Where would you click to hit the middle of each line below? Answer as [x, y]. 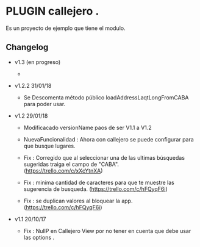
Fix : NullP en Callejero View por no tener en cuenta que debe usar [107, 231]
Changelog [27, 47]
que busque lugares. [49, 146]
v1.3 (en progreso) [37, 62]
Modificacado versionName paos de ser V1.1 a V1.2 [87, 127]
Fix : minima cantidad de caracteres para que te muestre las [99, 182]
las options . [39, 237]
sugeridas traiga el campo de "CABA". [71, 164]
